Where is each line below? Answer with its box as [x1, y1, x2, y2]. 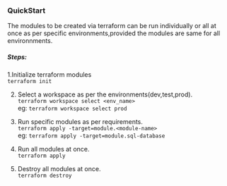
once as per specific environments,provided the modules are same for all [7, 29, 221, 37]
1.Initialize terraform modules [7, 70, 92, 79]
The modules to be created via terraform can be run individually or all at [7, 22, 217, 30]
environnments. [7, 37, 53, 45]
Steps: [7, 52, 27, 61]
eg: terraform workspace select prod [17, 104, 127, 113]
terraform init [7, 78, 52, 85]
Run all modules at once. [17, 145, 90, 154]
